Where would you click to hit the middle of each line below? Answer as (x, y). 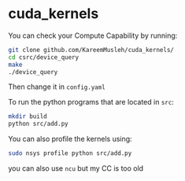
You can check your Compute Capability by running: (93, 35)
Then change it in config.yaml (57, 87)
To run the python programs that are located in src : (91, 102)
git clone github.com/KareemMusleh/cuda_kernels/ (91, 50)
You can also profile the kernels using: (70, 139)
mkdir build (28, 116)
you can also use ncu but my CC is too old (76, 168)
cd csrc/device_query (44, 57)
